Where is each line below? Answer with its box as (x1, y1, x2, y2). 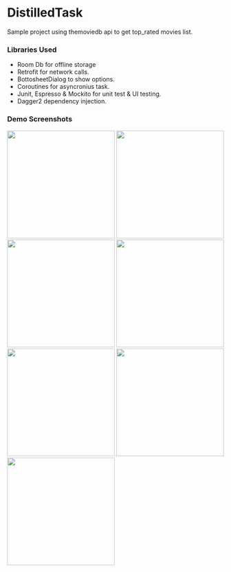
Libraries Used (7, 45, 57, 54)
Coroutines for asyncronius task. (16, 83, 110, 91)
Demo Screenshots (7, 114, 73, 124)
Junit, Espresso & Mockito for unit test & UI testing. (16, 90, 162, 98)
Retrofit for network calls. (16, 68, 89, 76)
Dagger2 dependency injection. (16, 97, 107, 105)
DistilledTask (7, 5, 83, 21)
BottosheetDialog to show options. (16, 75, 115, 83)
